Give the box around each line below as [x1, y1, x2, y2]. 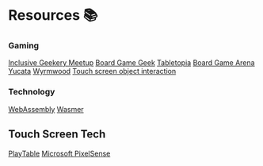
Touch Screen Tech [8, 128, 106, 141]
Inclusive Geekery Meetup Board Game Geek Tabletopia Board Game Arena [8, 58, 255, 68]
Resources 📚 [8, 6, 98, 25]
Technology [8, 87, 55, 98]
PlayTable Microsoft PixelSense [8, 149, 111, 158]
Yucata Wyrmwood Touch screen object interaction [8, 67, 177, 76]
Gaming [8, 41, 40, 52]
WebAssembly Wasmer [8, 104, 85, 114]
